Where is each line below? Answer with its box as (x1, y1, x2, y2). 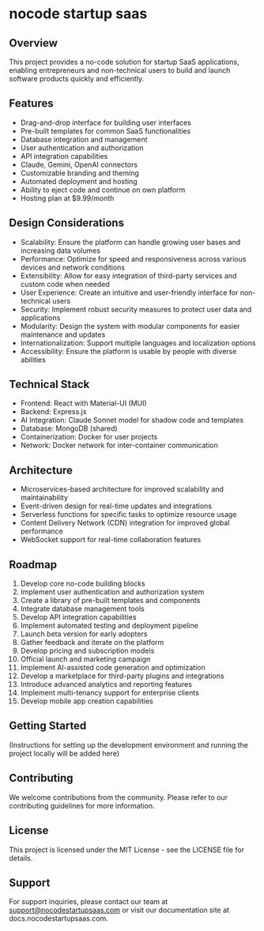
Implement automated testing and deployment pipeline (20, 621, 198, 631)
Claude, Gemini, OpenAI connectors (20, 160, 138, 169)
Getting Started (9, 719, 87, 733)
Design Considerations (9, 217, 125, 230)
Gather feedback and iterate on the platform (20, 638, 164, 647)
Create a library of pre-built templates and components (20, 596, 201, 605)
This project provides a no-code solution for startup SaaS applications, (9, 57, 239, 66)
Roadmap (9, 558, 58, 571)
